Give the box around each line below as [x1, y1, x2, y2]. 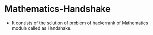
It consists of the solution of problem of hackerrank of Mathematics [11, 20, 148, 26]
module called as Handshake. [11, 25, 72, 31]
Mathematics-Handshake [4, 3, 111, 15]
